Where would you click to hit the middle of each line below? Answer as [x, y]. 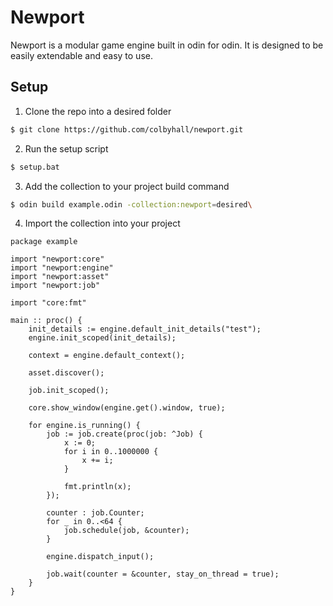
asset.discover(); [66, 373]
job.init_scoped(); [69, 391]
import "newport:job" [55, 286]
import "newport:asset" [60, 277]
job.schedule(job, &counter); [126, 531]
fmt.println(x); [97, 487]
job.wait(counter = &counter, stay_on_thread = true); [163, 574]
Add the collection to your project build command [127, 186]
